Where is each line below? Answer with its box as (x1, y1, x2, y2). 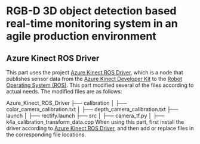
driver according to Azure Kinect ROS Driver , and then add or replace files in (6, 125, 194, 132)
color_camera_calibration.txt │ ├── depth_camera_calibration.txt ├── (6, 106, 179, 112)
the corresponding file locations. (6, 131, 87, 138)
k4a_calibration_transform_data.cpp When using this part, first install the (6, 118, 184, 126)
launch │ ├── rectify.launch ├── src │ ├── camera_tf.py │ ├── (6, 112, 165, 119)
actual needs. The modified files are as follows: (6, 88, 122, 95)
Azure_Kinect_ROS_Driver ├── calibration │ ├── (6, 99, 127, 107)
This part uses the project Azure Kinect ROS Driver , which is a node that (6, 69, 183, 76)
